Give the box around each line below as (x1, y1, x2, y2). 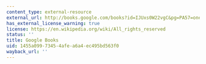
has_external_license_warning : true (6, 20, 100, 26)
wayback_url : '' (6, 49, 48, 55)
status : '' (6, 32, 34, 38)
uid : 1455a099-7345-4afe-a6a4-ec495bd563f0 (6, 43, 120, 49)
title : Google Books (6, 37, 59, 43)
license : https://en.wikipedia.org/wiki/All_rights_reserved (6, 26, 166, 32)
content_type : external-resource (6, 9, 92, 15)
